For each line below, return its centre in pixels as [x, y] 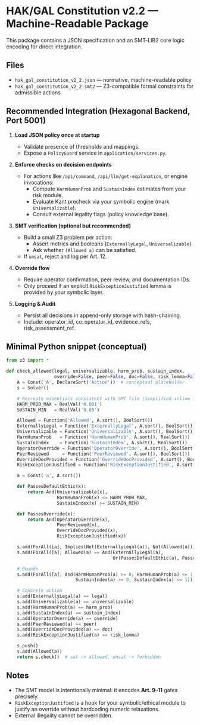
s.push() [28, 646]
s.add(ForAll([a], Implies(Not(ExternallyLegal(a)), [84, 547]
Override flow [32, 268]
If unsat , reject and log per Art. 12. [65, 256]
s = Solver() [33, 388]
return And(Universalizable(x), [68, 492]
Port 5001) [26, 121]
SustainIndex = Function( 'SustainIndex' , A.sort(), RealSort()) [102, 443]
